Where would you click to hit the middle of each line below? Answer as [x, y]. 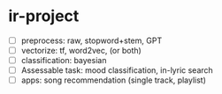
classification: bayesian [64, 61]
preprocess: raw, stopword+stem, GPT [92, 40]
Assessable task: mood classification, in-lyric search [117, 70]
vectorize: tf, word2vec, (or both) [81, 51]
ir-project [44, 16]
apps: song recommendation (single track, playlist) [114, 80]
